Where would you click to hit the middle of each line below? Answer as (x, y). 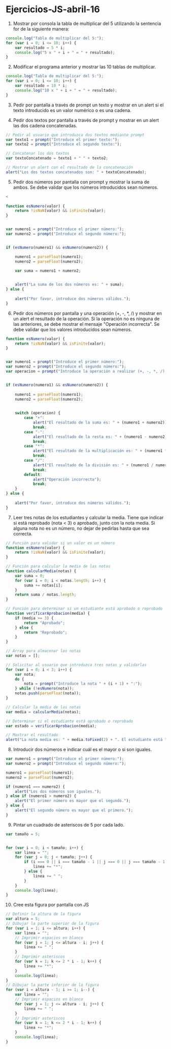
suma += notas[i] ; (43, 585)
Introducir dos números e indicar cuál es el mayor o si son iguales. (82, 750)
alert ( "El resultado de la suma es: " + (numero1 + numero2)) (100, 423)
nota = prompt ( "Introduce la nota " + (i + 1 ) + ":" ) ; (83, 684)
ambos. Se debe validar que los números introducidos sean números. (86, 187)
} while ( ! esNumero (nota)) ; (44, 689)
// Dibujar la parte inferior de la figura (53, 985)
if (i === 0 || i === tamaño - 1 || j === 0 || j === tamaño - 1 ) (96, 862)
